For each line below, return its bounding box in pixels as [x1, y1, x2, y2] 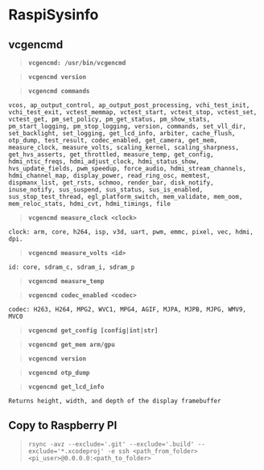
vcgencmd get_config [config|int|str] [27, 327, 159, 335]
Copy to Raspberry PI [8, 418, 118, 432]
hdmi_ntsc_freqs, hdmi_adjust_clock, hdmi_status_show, [8, 158, 200, 166]
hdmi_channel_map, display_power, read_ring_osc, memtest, [8, 171, 211, 179]
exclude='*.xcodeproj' [27, 447, 105, 456]
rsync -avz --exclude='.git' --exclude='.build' [27, 440, 195, 448]
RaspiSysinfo [8, 6, 99, 24]
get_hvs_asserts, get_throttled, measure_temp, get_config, [8, 150, 215, 159]
